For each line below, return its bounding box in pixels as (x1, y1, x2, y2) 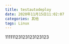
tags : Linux (5, 21, 29, 26)
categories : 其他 (5, 16, 39, 21)
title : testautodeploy (5, 7, 51, 12)
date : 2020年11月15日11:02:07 (5, 12, 65, 17)
